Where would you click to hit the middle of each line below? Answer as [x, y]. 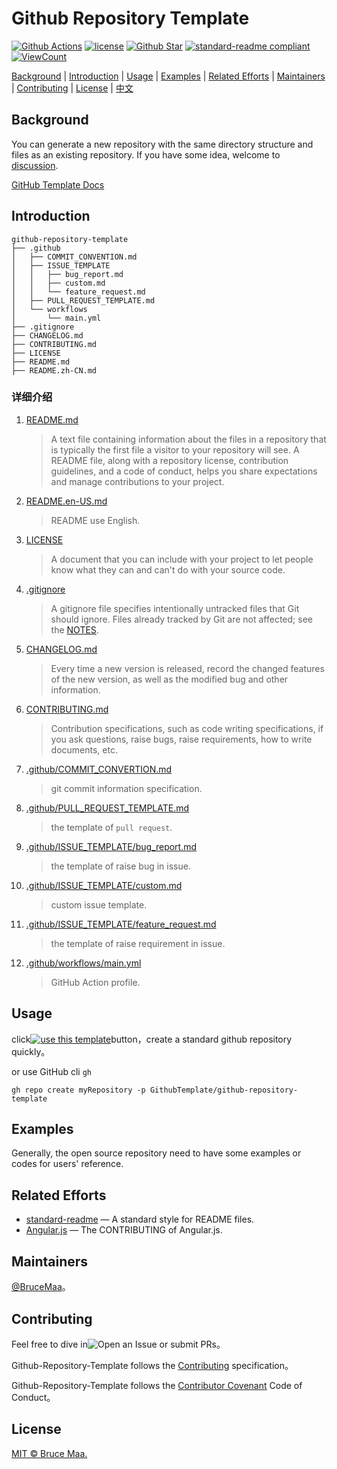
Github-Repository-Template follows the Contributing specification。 [152, 1365]
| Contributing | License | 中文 [72, 88]
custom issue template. [99, 904]
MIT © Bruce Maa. [49, 1453]
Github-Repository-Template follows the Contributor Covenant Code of [157, 1385]
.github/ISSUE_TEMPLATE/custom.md [104, 885]
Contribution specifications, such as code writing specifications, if [187, 728]
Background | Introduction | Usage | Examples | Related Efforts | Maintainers [168, 76]
